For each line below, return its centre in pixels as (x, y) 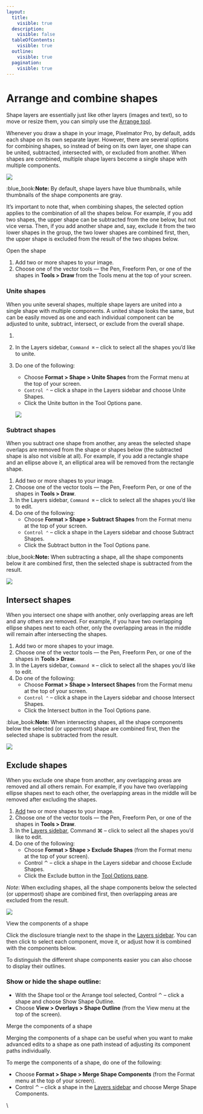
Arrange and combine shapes (82, 98)
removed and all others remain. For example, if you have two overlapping (97, 787)
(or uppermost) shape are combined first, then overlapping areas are (92, 894)
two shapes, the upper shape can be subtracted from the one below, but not (101, 220)
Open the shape (26, 251)
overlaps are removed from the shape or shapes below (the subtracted (94, 449)
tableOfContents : (34, 40)
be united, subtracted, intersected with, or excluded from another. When (96, 153)
